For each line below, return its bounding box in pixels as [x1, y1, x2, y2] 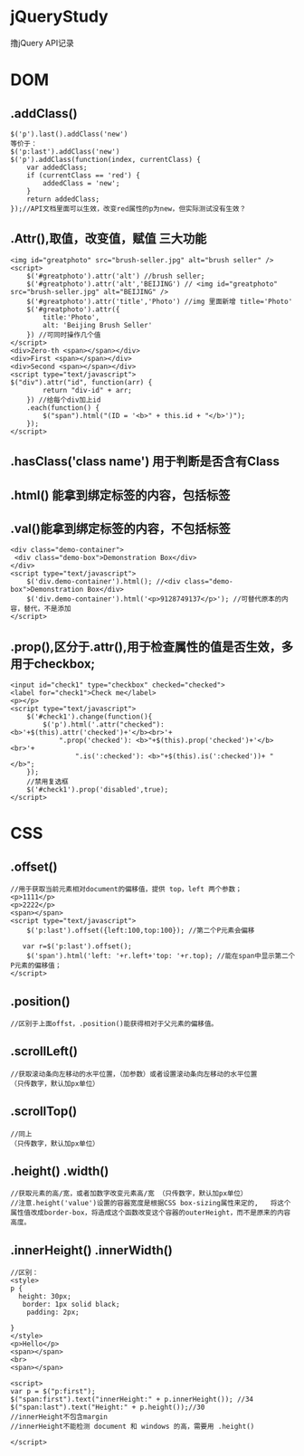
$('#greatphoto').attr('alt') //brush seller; [26, 271, 205, 281]
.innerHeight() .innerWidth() [10, 1242, 173, 1258]
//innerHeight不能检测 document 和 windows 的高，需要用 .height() [10, 1423, 255, 1432]
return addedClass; [26, 195, 100, 204]
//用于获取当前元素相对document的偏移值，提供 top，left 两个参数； [10, 885, 242, 894]
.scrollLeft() [10, 1043, 78, 1060]
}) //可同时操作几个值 [26, 330, 101, 339]
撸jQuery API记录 [10, 37, 75, 48]
